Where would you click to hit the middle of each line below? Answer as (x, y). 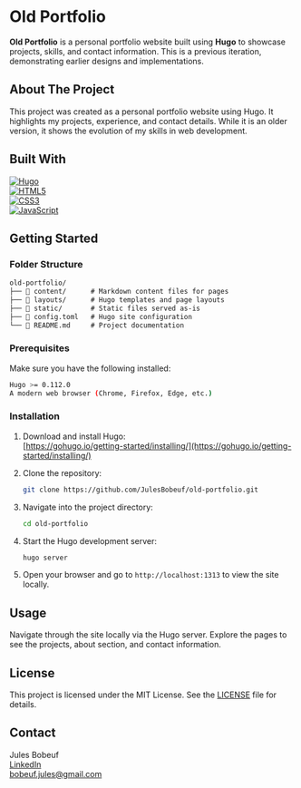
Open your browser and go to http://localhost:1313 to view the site (150, 575)
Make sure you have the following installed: (90, 368)
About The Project (62, 89)
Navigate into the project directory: (88, 507)
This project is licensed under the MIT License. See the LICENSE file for (143, 695)
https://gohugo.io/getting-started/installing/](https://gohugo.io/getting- (159, 445)
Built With (38, 159)
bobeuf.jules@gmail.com (56, 773)
